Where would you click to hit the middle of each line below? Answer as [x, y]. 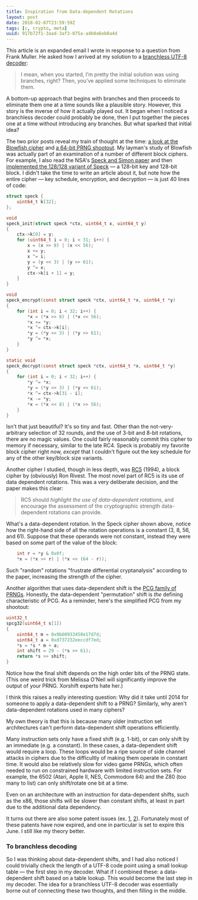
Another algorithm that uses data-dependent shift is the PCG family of [91, 588]
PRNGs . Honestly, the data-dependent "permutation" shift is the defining [95, 595]
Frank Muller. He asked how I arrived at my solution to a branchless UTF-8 [97, 57]
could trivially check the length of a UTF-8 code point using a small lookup [97, 866]
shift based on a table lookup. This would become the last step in [113, 878]
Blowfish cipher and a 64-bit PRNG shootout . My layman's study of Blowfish [99, 148]
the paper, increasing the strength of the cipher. [64, 577]
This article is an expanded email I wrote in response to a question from [93, 50]
